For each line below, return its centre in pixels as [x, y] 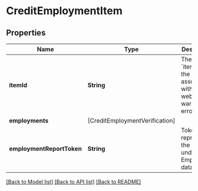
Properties [26, 33]
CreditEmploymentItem [64, 11]
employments [29, 121]
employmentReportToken [46, 149]
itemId [18, 85]
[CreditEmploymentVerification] [131, 121]
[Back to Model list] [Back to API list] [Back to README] [74, 182]
